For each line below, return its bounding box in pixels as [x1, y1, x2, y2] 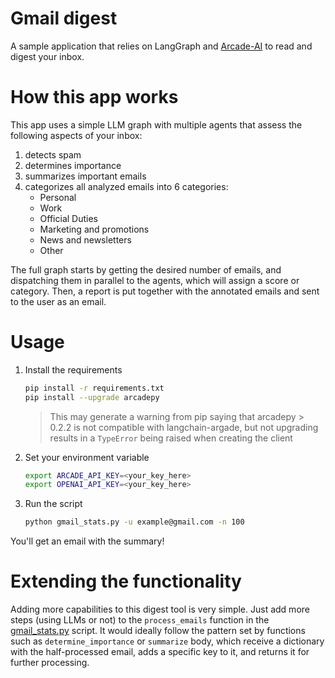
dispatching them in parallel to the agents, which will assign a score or [10, 274, 300, 286]
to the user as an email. [10, 295, 107, 307]
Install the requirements [24, 363, 123, 376]
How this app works [10, 86, 179, 109]
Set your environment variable [24, 451, 150, 463]
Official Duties [39, 212, 98, 224]
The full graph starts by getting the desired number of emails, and [10, 263, 282, 276]
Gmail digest [10, 7, 118, 30]
